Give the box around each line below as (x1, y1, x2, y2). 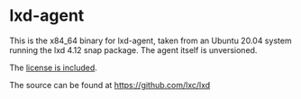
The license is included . (9, 62, 97, 73)
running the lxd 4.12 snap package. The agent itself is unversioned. (9, 44, 258, 55)
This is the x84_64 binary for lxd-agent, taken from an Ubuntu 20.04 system (9, 35, 292, 46)
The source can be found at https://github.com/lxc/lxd (9, 79, 211, 90)
